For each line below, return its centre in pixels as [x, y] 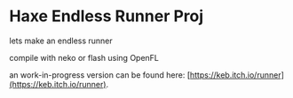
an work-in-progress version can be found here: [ [100, 75]
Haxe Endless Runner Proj [107, 16]
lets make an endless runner [61, 41]
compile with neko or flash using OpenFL [84, 57]
